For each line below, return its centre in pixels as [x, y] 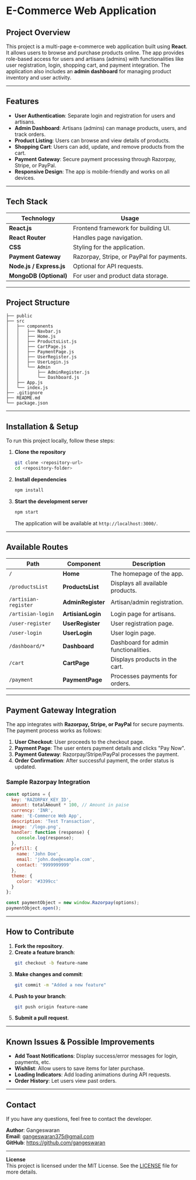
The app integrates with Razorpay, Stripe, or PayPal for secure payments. [95, 724]
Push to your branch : [41, 996]
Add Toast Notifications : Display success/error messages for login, [96, 1056]
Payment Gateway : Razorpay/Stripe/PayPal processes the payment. [97, 754]
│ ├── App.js [24, 383]
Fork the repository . [39, 946]
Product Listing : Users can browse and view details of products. [92, 140]
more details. [22, 1172]
